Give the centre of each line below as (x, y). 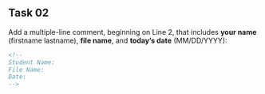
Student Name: (32, 62)
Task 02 (29, 13)
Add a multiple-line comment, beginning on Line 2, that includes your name (132, 32)
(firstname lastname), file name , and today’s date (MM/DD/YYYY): (118, 40)
